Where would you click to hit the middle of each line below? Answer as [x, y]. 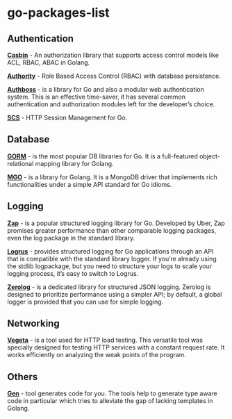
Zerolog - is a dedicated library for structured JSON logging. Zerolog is [109, 287]
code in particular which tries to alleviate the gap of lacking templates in [110, 401]
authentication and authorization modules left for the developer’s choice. [111, 104]
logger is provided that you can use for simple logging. [85, 302]
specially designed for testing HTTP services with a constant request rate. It [116, 347]
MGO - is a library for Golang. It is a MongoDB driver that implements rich [112, 177]
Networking [34, 323]
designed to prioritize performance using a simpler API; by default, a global [115, 294]
